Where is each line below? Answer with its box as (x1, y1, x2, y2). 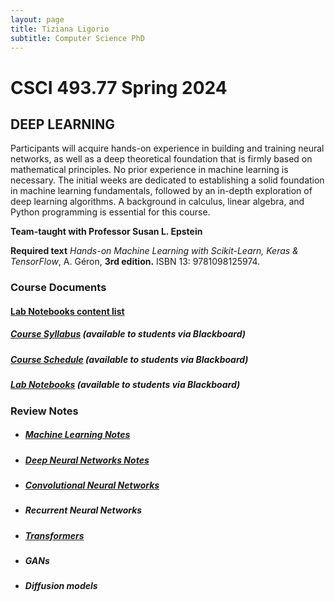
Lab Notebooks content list (10, 305, 125, 317)
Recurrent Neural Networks (24, 504, 143, 516)
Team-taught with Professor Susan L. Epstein (10, 226, 203, 238)
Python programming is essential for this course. (10, 206, 211, 218)
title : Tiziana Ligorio (10, 24, 110, 34)
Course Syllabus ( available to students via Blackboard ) (10, 328, 247, 340)
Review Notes (10, 404, 79, 418)
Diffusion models (24, 580, 98, 592)
